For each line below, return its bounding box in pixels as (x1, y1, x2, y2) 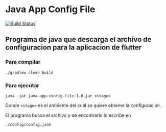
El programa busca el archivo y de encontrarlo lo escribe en (5, 112, 131, 118)
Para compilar (5, 59, 41, 66)
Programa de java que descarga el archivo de (5, 35, 152, 44)
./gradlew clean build (5, 70, 54, 75)
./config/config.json (5, 122, 52, 127)
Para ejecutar (5, 82, 39, 89)
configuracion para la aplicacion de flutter (5, 43, 142, 52)
